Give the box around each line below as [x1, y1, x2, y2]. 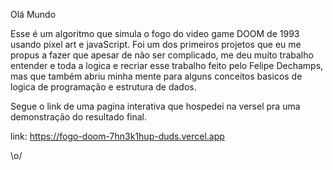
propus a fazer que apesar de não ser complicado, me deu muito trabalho [10, 49, 314, 61]
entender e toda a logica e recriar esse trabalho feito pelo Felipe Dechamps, [10, 60, 324, 71]
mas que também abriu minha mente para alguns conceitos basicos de [10, 70, 303, 82]
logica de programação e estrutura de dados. [10, 81, 197, 93]
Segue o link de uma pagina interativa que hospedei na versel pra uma [10, 100, 301, 112]
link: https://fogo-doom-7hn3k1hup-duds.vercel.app [10, 130, 225, 142]
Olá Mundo [10, 9, 57, 20]
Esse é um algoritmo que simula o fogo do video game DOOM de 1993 [10, 28, 300, 39]
